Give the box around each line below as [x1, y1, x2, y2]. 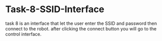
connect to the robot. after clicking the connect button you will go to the [5, 25, 157, 31]
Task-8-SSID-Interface [5, 4, 105, 15]
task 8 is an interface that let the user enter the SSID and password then [5, 20, 157, 26]
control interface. [5, 31, 42, 37]
